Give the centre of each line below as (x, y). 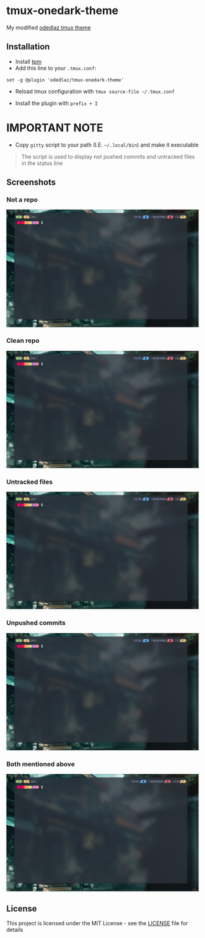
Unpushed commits (36, 623)
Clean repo (23, 341)
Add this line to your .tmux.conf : (56, 68)
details (15, 930)
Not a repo (22, 200)
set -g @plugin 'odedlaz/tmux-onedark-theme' (65, 80)
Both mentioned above (41, 764)
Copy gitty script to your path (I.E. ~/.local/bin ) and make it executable (107, 145)
